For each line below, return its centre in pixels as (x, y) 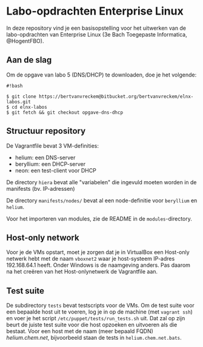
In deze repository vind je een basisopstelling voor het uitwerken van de (96, 28)
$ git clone (21, 96)
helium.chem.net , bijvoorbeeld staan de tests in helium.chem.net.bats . (94, 338)
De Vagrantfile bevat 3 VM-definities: (52, 146)
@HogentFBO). (25, 41)
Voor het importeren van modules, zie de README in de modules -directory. (99, 218)
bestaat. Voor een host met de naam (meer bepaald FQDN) (80, 331)
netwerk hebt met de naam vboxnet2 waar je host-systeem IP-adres (91, 259)
